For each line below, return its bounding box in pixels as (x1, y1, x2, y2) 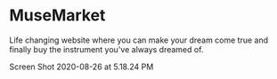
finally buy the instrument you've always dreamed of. (9, 43, 204, 54)
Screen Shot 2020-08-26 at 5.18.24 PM (9, 61, 154, 72)
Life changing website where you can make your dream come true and (9, 35, 269, 45)
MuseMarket (9, 5, 106, 26)
